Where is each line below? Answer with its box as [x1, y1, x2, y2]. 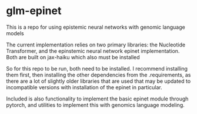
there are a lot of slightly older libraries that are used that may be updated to [6, 78, 191, 85]
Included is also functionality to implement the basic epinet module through [6, 95, 189, 102]
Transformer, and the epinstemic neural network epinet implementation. [6, 47, 180, 54]
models [6, 29, 25, 36]
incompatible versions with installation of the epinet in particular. [6, 83, 163, 90]
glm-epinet [6, 4, 62, 18]
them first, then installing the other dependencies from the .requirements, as [6, 71, 191, 78]
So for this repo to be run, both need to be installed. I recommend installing [6, 65, 188, 72]
